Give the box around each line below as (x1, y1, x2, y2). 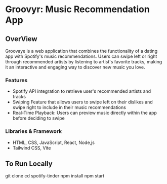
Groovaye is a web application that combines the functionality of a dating (5, 48, 158, 54)
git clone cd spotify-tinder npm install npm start (5, 173, 105, 179)
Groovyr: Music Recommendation (5, 4, 150, 15)
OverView (5, 34, 37, 43)
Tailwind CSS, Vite (12, 144, 51, 151)
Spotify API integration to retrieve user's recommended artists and (12, 88, 151, 94)
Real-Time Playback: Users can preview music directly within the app (12, 110, 157, 116)
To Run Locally (5, 159, 53, 168)
